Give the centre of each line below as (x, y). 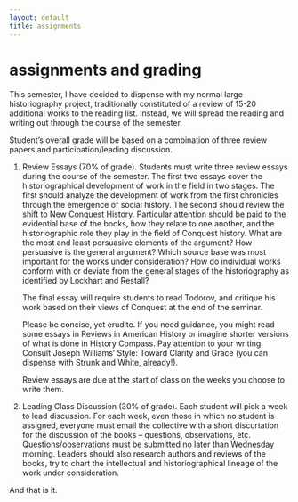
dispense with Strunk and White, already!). (100, 363)
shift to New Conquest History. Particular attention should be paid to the (154, 214)
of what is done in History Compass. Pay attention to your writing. (143, 343)
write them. (43, 390)
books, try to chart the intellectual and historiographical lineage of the (150, 464)
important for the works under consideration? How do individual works (152, 262)
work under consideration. (70, 473)
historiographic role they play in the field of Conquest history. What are (152, 234)
